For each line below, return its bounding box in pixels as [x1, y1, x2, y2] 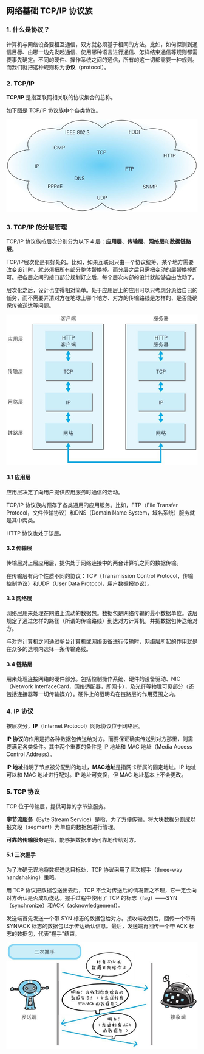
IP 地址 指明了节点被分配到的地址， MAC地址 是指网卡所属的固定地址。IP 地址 [6, 763, 197, 771]
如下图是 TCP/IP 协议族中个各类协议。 [6, 106, 101, 114]
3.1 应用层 [6, 474, 31, 480]
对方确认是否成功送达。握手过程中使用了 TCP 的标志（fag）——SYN [6, 894, 178, 902]
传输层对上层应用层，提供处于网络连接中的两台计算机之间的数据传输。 [6, 559, 182, 566]
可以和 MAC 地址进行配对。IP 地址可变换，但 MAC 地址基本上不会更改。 [6, 771, 187, 778]
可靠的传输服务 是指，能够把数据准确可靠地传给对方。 [6, 836, 140, 843]
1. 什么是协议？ [6, 26, 50, 34]
